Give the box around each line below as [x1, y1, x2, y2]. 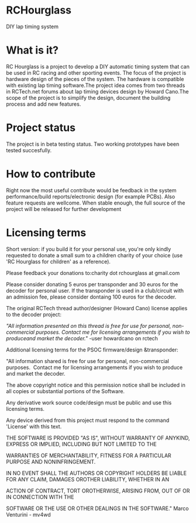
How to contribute [6, 167, 96, 180]
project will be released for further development [6, 205, 122, 212]
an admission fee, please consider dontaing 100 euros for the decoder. [6, 293, 177, 300]
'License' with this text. [6, 423, 62, 430]
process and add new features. [6, 100, 81, 108]
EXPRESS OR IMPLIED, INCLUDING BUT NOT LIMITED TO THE [6, 440, 157, 447]
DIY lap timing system [6, 23, 59, 30]
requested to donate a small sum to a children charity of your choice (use [6, 252, 183, 259]
